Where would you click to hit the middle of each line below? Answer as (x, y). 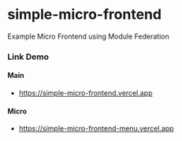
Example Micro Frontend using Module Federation (89, 36)
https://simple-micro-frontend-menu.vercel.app (96, 128)
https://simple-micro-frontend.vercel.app (85, 93)
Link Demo (28, 57)
